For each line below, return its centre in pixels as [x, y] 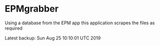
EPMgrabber [32, 9]
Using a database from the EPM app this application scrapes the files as [80, 23]
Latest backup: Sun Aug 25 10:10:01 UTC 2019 [53, 38]
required [14, 28]
